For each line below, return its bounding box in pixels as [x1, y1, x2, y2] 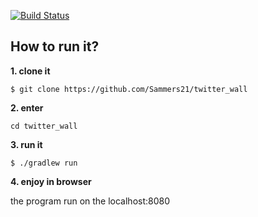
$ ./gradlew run [10, 158, 78, 168]
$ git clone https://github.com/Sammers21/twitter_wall [10, 84, 248, 94]
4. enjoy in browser [10, 175, 92, 187]
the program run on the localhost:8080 [10, 195, 171, 207]
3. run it [10, 138, 43, 150]
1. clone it [10, 65, 51, 77]
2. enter [10, 101, 44, 114]
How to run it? [10, 38, 100, 55]
